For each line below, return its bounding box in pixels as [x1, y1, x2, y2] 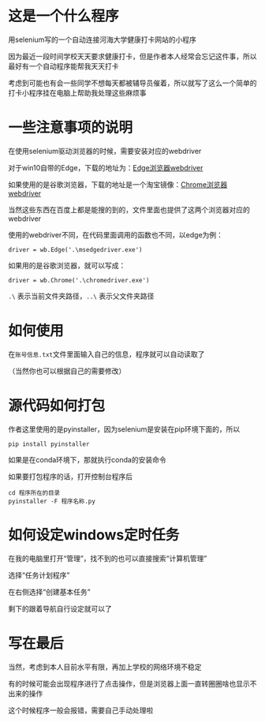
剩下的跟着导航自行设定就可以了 [8, 604, 112, 613]
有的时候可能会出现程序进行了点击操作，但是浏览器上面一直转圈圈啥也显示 [8, 679, 250, 688]
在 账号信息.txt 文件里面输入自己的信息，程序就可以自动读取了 [8, 349, 205, 359]
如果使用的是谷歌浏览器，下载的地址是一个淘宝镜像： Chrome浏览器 [8, 179, 228, 189]
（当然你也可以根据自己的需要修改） [8, 366, 126, 376]
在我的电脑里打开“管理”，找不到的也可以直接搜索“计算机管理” [8, 553, 207, 563]
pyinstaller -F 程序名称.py [8, 497, 96, 505]
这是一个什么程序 [8, 7, 120, 25]
